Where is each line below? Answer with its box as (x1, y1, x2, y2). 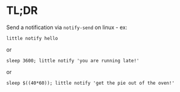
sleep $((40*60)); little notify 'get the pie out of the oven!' (6, 80, 175, 86)
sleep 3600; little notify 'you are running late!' (6, 57, 139, 64)
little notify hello (6, 35, 59, 41)
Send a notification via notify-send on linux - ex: (6, 24, 127, 31)
